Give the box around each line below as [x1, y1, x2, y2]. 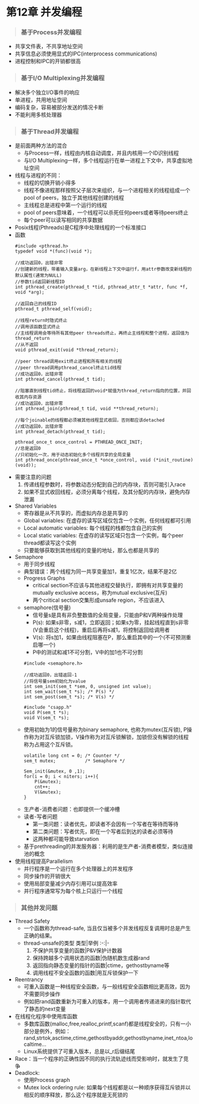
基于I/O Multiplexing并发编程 [20, 74, 105, 82]
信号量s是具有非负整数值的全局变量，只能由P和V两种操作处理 [32, 611, 183, 619]
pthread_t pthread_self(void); [14, 306, 93, 312]
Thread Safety [14, 918, 50, 925]
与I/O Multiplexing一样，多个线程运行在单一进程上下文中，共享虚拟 [23, 157, 188, 164]
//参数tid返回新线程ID [14, 279, 65, 285]
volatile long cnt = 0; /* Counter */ [23, 753, 120, 759]
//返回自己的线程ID [14, 301, 57, 307]
